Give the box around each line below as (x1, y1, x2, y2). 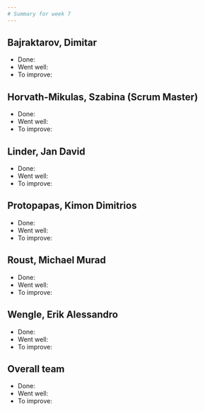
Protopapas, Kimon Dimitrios (7, 200, 137, 212)
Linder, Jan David (7, 145, 86, 157)
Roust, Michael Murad (7, 254, 106, 266)
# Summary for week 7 (7, 10, 71, 18)
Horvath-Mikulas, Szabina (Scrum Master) (7, 91, 199, 103)
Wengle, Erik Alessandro (7, 309, 119, 321)
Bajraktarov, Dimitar (7, 37, 98, 49)
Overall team (7, 363, 65, 375)
